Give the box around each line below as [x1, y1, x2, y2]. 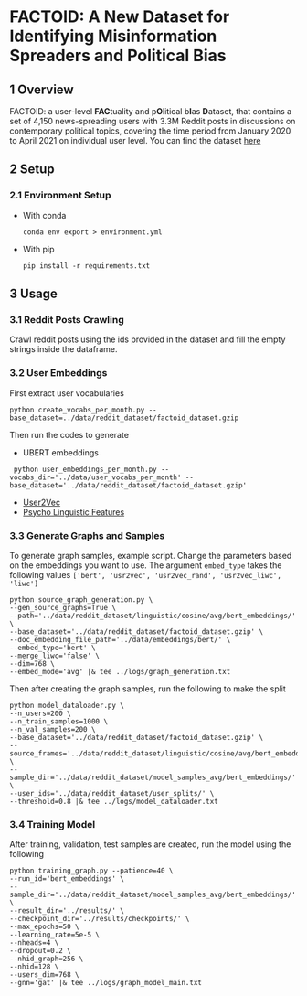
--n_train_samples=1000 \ [9, 716, 108, 726]
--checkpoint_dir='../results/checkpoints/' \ [9, 915, 190, 924]
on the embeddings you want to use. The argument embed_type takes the [9, 560, 282, 571]
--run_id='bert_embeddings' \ [9, 874, 125, 884]
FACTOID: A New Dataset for [9, 6, 230, 27]
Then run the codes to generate [9, 429, 130, 440]
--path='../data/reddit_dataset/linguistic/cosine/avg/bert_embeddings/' [9, 611, 297, 620]
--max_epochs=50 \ [9, 922, 79, 932]
